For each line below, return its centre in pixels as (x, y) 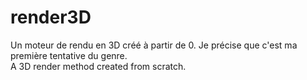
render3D (51, 17)
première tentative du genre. (69, 55)
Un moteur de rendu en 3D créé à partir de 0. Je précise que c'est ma (154, 45)
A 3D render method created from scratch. (98, 66)
